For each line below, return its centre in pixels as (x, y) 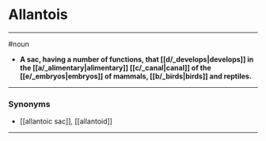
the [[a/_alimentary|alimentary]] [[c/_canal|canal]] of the (115, 67)
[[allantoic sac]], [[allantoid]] (66, 121)
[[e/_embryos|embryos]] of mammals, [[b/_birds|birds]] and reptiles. (135, 76)
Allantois (38, 15)
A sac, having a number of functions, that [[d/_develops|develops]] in (137, 59)
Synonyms (29, 104)
